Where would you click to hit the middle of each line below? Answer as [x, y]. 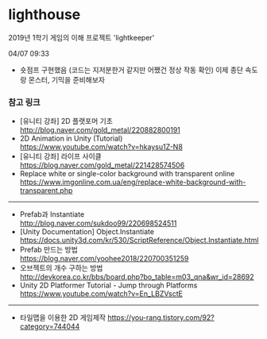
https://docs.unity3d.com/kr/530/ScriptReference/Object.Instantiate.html [139, 241]
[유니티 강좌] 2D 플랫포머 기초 [66, 121]
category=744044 [50, 326]
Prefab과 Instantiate [52, 214]
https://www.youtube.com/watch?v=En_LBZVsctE [101, 294]
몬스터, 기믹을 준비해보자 [67, 79]
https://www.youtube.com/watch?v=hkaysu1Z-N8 [101, 147]
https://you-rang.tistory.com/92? [161, 318]
